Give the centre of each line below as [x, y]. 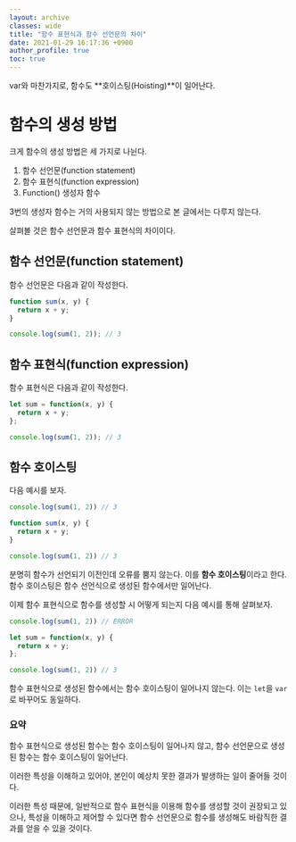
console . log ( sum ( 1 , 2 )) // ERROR [71, 621]
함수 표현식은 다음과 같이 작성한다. [69, 388]
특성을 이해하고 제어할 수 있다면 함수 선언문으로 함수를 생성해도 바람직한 [153, 817]
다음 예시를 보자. [38, 490]
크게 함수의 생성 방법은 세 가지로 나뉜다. [78, 151]
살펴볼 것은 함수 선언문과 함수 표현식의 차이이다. [93, 230]
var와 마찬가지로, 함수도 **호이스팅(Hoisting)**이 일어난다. [112, 85]
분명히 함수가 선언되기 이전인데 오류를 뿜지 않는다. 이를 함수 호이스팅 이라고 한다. [148, 574]
